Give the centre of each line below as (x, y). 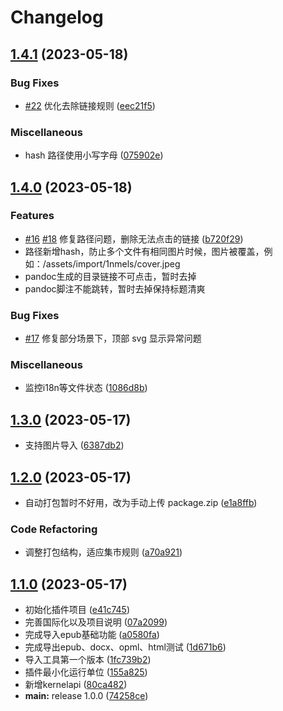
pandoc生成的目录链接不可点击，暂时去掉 (110, 276)
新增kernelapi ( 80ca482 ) (76, 685)
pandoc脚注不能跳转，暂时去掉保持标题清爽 (115, 288)
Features (32, 216)
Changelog (57, 17)
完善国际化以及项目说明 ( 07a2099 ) (96, 622)
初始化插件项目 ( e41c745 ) (77, 610)
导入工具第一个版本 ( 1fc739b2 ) (88, 660)
